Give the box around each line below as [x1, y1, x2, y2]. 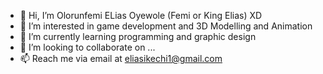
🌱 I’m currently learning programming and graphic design [19, 31, 257, 42]
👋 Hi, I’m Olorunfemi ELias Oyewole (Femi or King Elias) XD [19, 10, 263, 21]
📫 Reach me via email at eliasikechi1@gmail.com [19, 53, 223, 64]
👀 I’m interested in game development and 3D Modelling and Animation [19, 20, 313, 32]
